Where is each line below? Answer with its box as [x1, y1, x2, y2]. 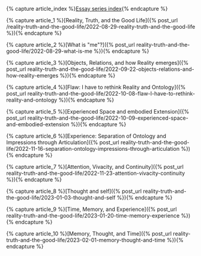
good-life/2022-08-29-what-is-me [6, 47, 93, 55]
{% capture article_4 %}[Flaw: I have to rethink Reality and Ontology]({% [6, 84, 186, 91]
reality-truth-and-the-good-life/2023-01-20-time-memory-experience [6, 212, 180, 219]
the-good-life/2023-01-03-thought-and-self [6, 194, 116, 201]
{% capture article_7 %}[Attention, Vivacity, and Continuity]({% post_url [6, 163, 184, 170]
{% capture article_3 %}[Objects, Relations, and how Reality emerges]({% [6, 59, 189, 66]
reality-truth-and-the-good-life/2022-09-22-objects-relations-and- [27, 66, 194, 73]
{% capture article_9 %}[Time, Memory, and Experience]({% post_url [6, 206, 177, 213]
